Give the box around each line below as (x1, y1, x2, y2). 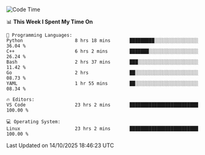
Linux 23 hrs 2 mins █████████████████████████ (6, 126, 199, 132)
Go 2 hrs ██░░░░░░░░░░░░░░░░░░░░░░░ (6, 70, 199, 76)
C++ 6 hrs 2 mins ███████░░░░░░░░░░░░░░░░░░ (6, 48, 199, 55)
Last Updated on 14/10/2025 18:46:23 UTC (6, 142, 114, 149)
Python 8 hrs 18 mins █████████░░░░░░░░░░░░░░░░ (6, 37, 199, 43)
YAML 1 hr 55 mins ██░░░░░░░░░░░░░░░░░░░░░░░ (6, 80, 199, 86)
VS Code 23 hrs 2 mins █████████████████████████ (6, 102, 199, 108)
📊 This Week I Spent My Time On (6, 18, 93, 25)
